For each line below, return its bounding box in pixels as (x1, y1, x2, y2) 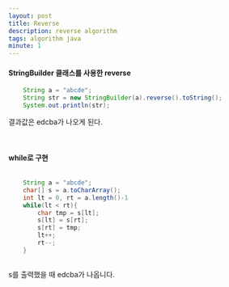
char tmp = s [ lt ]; (37, 209, 100, 217)
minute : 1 (8, 42, 42, 50)
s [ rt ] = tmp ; (37, 224, 82, 232)
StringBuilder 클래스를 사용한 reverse (8, 68, 131, 78)
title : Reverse (8, 19, 60, 27)
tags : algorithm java (8, 34, 82, 43)
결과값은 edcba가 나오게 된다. (8, 116, 103, 126)
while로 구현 (8, 153, 49, 162)
